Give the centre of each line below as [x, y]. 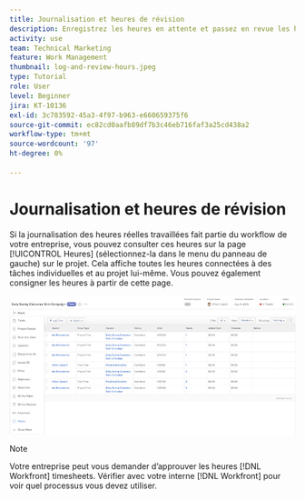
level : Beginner [40, 95]
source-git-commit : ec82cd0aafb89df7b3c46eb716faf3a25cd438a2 [129, 125]
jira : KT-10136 [38, 105]
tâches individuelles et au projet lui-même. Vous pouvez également [135, 273]
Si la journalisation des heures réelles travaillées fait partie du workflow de [148, 234]
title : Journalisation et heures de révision [97, 19]
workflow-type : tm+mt [50, 135]
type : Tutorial [38, 77]
